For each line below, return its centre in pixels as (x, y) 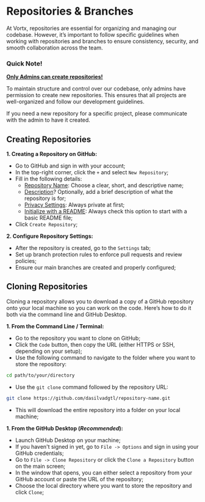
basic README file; (49, 218)
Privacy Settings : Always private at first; (74, 205)
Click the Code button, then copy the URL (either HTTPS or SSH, (95, 344)
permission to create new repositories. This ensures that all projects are (96, 95)
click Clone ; (30, 492)
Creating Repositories (49, 139)
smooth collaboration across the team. (55, 48)
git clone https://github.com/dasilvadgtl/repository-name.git (88, 398)
